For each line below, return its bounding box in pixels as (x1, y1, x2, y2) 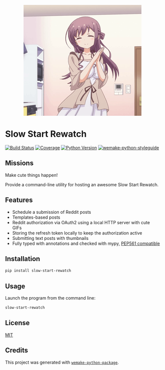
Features (5, 196, 33, 204)
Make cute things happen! (5, 172, 58, 178)
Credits (5, 346, 28, 355)
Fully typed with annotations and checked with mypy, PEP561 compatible (12, 240, 160, 246)
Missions (5, 159, 34, 168)
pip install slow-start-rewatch (5, 269, 71, 273)
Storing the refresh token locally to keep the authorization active (12, 230, 142, 236)
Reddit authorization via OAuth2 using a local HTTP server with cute (12, 219, 150, 225)
